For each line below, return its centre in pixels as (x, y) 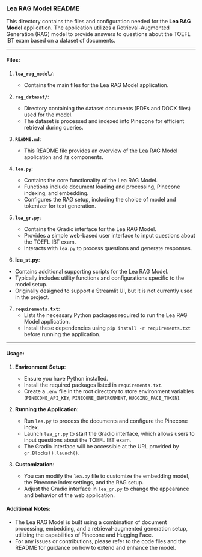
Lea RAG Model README (43, 8)
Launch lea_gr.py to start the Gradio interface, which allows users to (109, 433)
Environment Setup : (40, 367)
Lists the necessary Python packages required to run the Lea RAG (106, 315)
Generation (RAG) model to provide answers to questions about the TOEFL (98, 34)
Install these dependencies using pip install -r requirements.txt (107, 328)
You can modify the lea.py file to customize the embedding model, (107, 476)
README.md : (28, 139)
